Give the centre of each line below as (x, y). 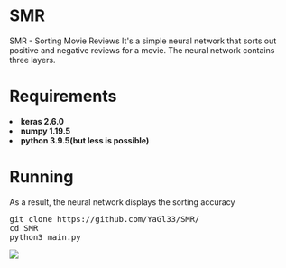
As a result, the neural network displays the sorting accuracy (122, 202)
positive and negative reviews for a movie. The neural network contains (142, 50)
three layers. (32, 60)
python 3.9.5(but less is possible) (85, 140)
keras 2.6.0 (43, 121)
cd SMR (24, 228)
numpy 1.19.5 (46, 131)
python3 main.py (45, 237)
